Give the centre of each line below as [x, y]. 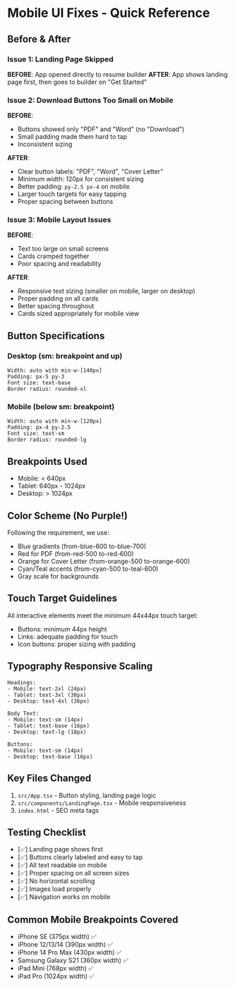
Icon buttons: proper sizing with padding [77, 644]
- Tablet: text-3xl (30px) [47, 695]
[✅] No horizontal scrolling [56, 881]
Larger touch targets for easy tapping [72, 194]
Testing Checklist [47, 832]
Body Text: [23, 713]
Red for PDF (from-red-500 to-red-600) [76, 554]
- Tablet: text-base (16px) [49, 726]
